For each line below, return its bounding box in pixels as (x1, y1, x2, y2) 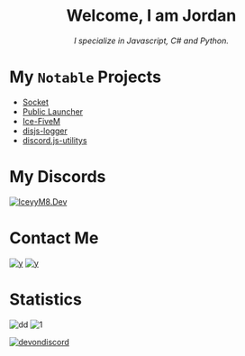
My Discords (9, 167, 106, 187)
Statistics (9, 289, 83, 309)
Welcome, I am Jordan (66, 5, 237, 26)
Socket (22, 96, 50, 107)
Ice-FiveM (22, 115, 61, 126)
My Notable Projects (9, 67, 162, 87)
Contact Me (9, 228, 99, 248)
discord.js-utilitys (22, 134, 87, 145)
